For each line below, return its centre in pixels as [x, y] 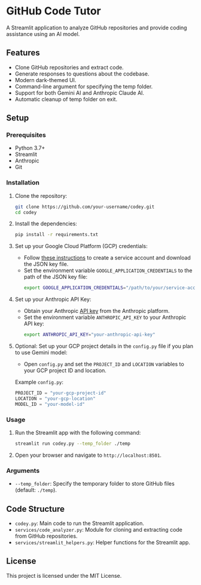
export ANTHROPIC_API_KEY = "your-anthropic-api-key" [89, 335]
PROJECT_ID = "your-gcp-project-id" [60, 393]
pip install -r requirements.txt [57, 235]
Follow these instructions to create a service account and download [107, 258]
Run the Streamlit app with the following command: [78, 433]
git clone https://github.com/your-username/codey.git [85, 207]
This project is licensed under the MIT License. [64, 575]
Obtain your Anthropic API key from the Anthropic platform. [97, 311]
